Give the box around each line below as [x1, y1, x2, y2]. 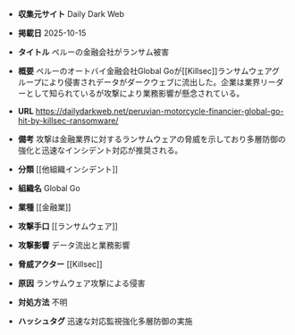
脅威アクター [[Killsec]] [17, 259, 103, 269]
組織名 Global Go [17, 183, 80, 193]
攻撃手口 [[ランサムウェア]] [17, 221, 118, 231]
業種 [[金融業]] [17, 202, 72, 213]
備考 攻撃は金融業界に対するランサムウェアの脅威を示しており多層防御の [17, 134, 286, 144]
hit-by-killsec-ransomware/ [17, 115, 119, 126]
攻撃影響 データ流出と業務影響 [17, 240, 131, 250]
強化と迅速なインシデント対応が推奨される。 [17, 145, 183, 155]
